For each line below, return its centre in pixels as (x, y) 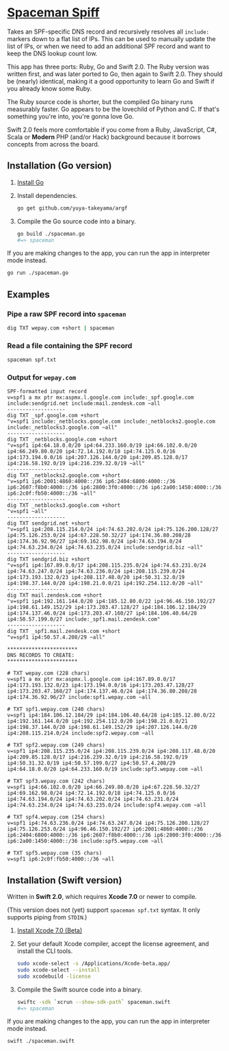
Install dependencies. (47, 195)
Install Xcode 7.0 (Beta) (50, 930)
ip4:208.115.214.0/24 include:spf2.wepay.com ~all (81, 733)
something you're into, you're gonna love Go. (71, 116)
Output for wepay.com (42, 377)
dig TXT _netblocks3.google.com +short (64, 506)
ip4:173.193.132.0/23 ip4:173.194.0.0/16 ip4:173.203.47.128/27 (100, 685)
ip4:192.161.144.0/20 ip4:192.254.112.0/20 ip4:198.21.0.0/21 (97, 721)
